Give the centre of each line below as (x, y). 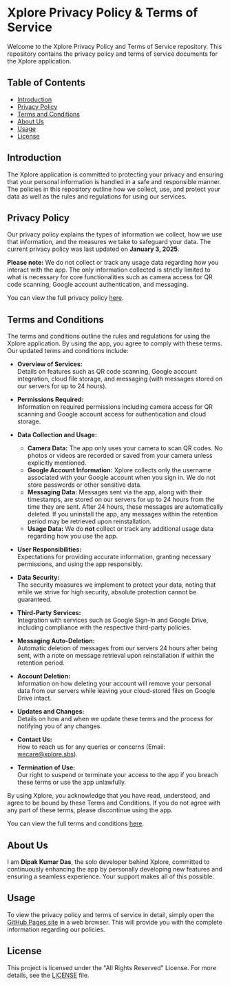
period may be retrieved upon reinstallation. (89, 521)
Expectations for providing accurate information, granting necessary (114, 557)
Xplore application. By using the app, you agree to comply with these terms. (115, 343)
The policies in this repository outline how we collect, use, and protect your (114, 189)
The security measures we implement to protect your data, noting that (116, 585)
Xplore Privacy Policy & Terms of (103, 13)
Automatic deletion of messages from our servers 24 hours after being (117, 648)
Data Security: (38, 578)
